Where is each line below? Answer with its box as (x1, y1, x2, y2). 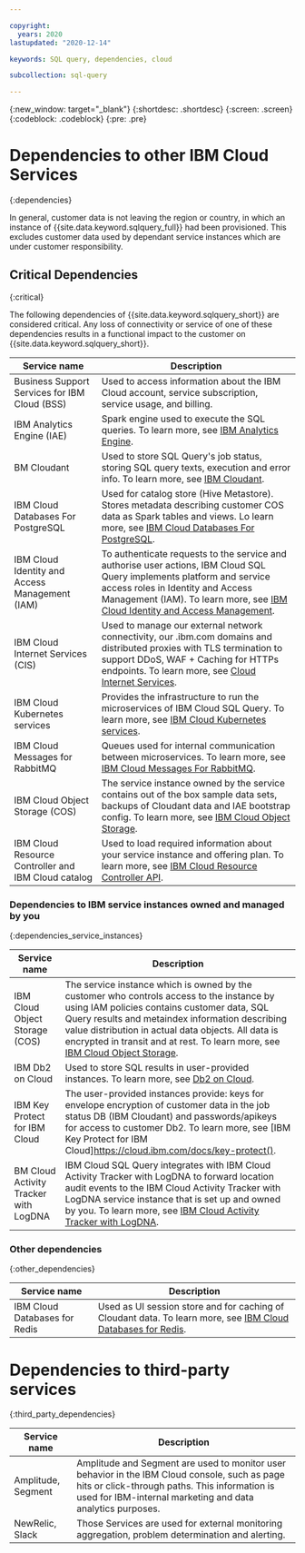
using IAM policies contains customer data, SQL (64, 1001, 270, 1014)
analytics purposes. (76, 1502, 161, 1515)
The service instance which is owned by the (64, 978, 252, 991)
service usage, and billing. (101, 397, 213, 410)
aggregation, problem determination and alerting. (76, 1528, 286, 1541)
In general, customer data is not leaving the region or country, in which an (9, 213, 286, 223)
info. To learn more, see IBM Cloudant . (101, 472, 265, 485)
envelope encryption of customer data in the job (64, 1099, 271, 1112)
